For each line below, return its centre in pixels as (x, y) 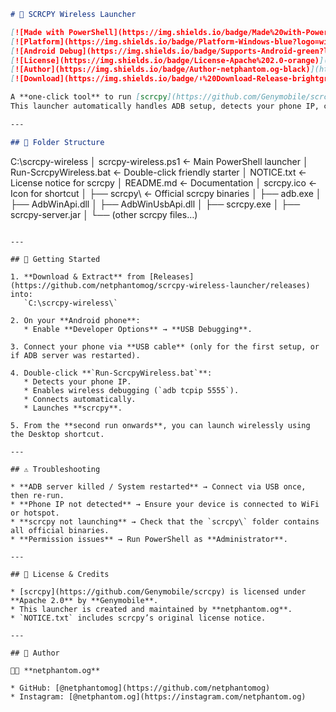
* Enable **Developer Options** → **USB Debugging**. (138, 329)
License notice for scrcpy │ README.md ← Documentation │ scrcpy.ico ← (164, 182)
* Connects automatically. (80, 399)
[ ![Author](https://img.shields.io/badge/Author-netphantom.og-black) (160, 70)
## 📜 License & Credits (60, 574)
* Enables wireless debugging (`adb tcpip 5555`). (131, 390)
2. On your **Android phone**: (75, 320)
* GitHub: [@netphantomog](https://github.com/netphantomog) (140, 688)
